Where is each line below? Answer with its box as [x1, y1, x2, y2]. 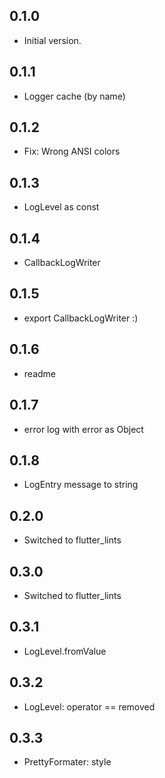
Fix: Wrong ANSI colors [23, 145, 121, 158]
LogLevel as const [23, 201, 100, 213]
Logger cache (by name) [23, 90, 126, 102]
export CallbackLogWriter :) [23, 312, 139, 324]
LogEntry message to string [23, 479, 139, 491]
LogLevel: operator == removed [23, 700, 156, 713]
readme [23, 367, 56, 379]
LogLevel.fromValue [23, 645, 107, 657]
